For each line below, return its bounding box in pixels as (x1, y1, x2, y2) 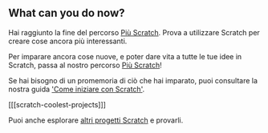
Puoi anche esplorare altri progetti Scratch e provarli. (8, 115, 184, 125)
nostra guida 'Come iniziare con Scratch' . (8, 84, 145, 94)
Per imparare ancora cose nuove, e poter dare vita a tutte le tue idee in (8, 51, 242, 61)
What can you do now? (8, 6, 126, 20)
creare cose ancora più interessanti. (8, 36, 128, 46)
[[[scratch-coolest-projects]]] (8, 99, 107, 109)
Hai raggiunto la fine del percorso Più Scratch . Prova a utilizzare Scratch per (8, 27, 261, 37)
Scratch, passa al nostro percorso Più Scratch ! (8, 60, 162, 70)
